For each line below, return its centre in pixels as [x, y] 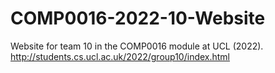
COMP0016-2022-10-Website [138, 18]
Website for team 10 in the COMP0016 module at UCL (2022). [137, 46]
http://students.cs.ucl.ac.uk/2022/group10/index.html [120, 56]
